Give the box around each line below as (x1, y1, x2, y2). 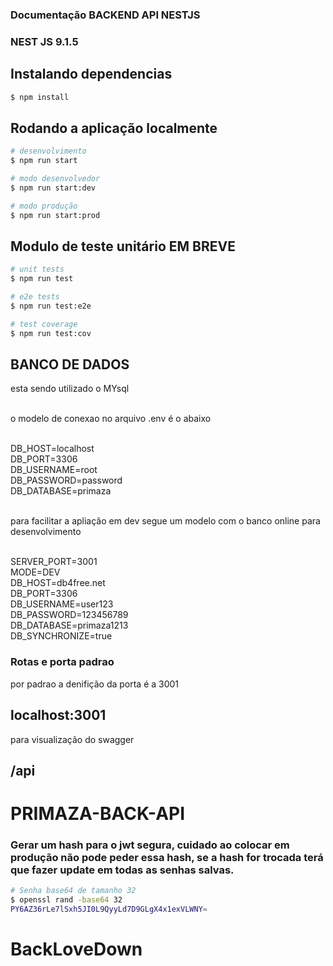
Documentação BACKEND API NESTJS (10, 8, 201, 22)
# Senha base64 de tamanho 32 (10, 886, 137, 896)
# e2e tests (10, 292, 60, 302)
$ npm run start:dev (10, 183, 97, 193)
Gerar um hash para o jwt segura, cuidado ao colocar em (10, 838, 290, 852)
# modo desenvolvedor (10, 174, 101, 184)
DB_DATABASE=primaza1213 (10, 619, 129, 632)
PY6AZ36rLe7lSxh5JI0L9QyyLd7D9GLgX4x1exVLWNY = (10, 904, 208, 915)
